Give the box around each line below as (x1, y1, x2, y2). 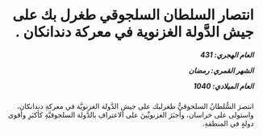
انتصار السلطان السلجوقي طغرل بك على (12, 6, 254, 24)
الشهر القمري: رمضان (188, 65, 254, 75)
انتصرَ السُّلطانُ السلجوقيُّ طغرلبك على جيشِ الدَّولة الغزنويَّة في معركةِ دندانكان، (16, 102, 254, 111)
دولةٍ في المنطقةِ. (202, 118, 254, 128)
